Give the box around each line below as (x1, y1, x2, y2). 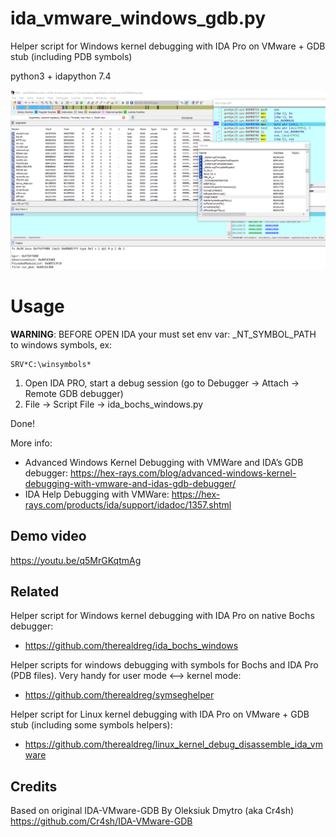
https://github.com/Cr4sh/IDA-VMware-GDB (10, 815, 193, 827)
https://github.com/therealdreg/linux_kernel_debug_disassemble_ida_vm (24, 738, 324, 751)
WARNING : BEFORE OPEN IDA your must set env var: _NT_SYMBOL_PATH (10, 328, 317, 340)
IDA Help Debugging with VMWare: (24, 488, 170, 500)
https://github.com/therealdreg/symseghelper (24, 689, 215, 701)
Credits (10, 778, 58, 795)
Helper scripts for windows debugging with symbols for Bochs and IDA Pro (10, 659, 319, 671)
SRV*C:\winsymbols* (10, 359, 92, 369)
